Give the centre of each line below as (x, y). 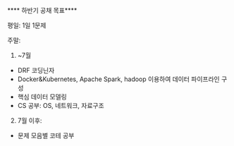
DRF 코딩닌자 (36, 70)
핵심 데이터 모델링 (42, 97)
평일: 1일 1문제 (27, 25)
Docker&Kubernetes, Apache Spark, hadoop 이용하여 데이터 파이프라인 (118, 79)
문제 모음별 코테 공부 (46, 135)
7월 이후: (30, 121)
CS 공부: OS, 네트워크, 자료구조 (61, 105)
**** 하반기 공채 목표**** (42, 10)
